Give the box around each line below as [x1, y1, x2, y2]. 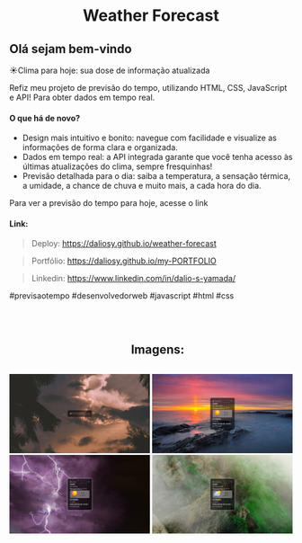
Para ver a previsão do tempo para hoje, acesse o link [9, 198, 209, 209]
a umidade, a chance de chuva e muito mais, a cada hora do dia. [22, 181, 262, 191]
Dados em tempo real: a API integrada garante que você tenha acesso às [22, 152, 293, 163]
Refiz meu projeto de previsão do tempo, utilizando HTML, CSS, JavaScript [9, 83, 288, 93]
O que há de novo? [9, 112, 81, 123]
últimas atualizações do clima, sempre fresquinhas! [22, 161, 213, 172]
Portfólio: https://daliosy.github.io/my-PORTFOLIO [31, 255, 218, 266]
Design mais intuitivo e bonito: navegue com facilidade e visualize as [22, 132, 277, 144]
